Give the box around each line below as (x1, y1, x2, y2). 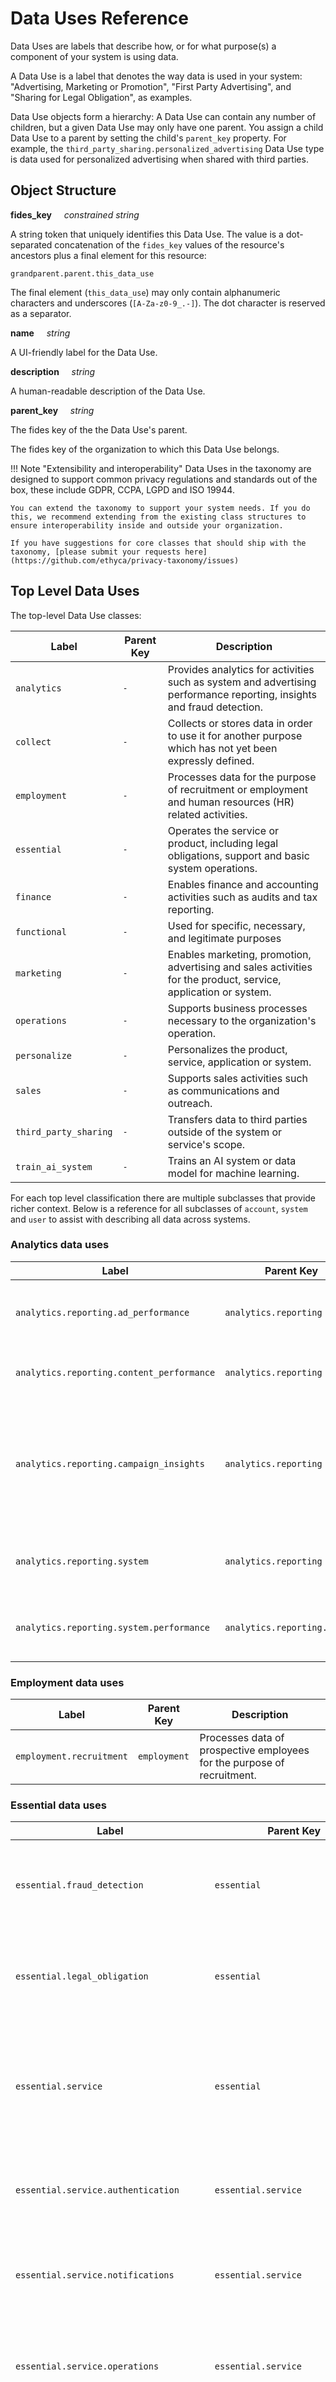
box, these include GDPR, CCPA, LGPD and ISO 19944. (10, 483, 235, 496)
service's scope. (167, 1137, 246, 1151)
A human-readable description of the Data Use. (10, 385, 206, 397)
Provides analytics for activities (167, 662, 315, 676)
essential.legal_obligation (15, 1971, 149, 1982)
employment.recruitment (15, 1751, 129, 1762)
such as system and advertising (167, 675, 317, 689)
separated (10, 238, 53, 251)
